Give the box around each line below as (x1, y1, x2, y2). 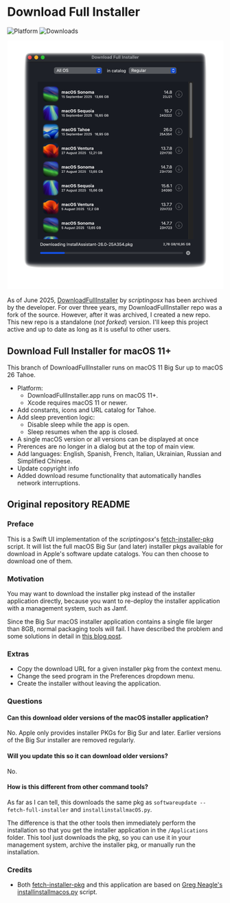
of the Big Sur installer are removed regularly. (7, 736, 136, 744)
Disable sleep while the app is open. (27, 420, 130, 428)
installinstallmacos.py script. (16, 888, 97, 896)
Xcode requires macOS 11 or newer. (27, 398, 128, 407)
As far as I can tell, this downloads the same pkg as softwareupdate (7, 798, 197, 806)
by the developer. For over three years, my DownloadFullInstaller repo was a (7, 304, 222, 312)
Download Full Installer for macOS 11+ (7, 345, 172, 357)
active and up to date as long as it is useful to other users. (7, 325, 171, 334)
